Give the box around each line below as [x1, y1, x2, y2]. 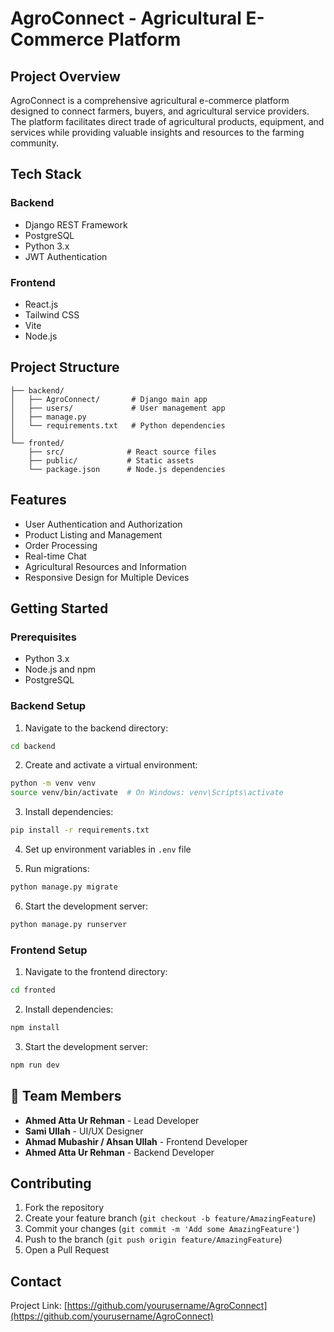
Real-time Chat [24, 550, 87, 562]
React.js [24, 298, 59, 310]
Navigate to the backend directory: [24, 722, 169, 734]
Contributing [10, 1175, 92, 1192]
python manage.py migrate [10, 882, 118, 892]
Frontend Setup [10, 943, 88, 957]
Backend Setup [10, 699, 87, 713]
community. [10, 137, 59, 149]
